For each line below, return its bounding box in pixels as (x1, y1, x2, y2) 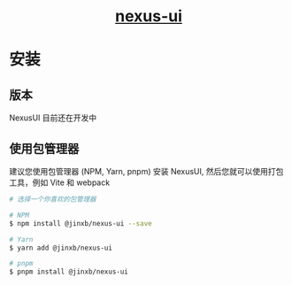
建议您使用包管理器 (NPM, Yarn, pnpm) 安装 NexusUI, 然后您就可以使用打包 (9, 166, 284, 176)
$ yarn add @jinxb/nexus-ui (9, 243, 113, 252)
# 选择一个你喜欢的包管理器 (9, 195, 97, 204)
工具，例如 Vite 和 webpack (9, 177, 111, 188)
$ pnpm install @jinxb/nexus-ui (9, 267, 128, 276)
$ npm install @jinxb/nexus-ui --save (9, 219, 152, 227)
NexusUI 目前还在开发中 (9, 112, 97, 123)
